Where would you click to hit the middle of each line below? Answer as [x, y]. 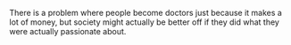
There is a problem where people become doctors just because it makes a [146, 13]
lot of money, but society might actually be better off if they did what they [144, 22]
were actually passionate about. [68, 31]
